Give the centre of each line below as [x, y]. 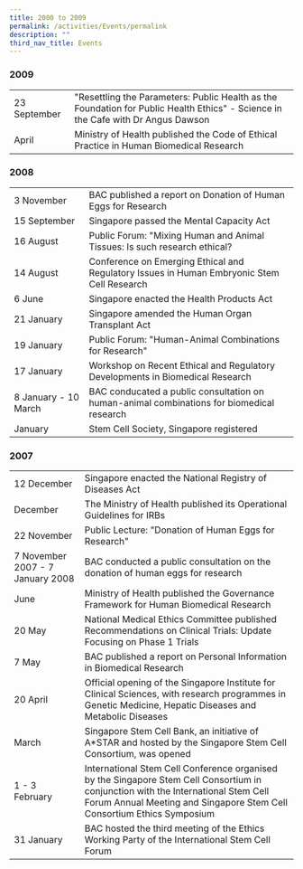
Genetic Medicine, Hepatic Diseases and [170, 705]
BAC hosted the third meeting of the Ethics [174, 828]
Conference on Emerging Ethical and [166, 261]
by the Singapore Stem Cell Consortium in [173, 780]
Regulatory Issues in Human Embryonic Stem [184, 272]
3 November [41, 200]
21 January [38, 319]
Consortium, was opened [138, 754]
